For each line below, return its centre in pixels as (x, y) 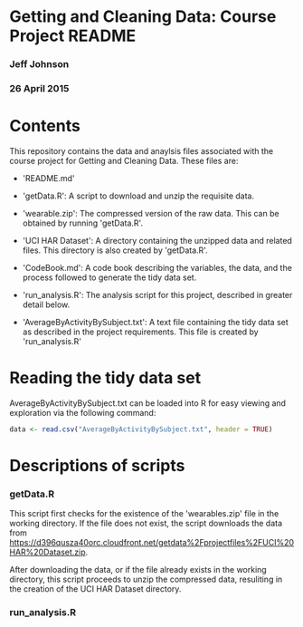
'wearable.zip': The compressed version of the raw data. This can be (151, 213)
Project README (73, 36)
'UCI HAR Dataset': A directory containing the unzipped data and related (157, 240)
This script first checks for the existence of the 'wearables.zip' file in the (144, 514)
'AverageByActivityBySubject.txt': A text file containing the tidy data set (156, 322)
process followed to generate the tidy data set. (109, 277)
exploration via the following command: (83, 412)
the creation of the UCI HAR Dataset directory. (95, 589)
